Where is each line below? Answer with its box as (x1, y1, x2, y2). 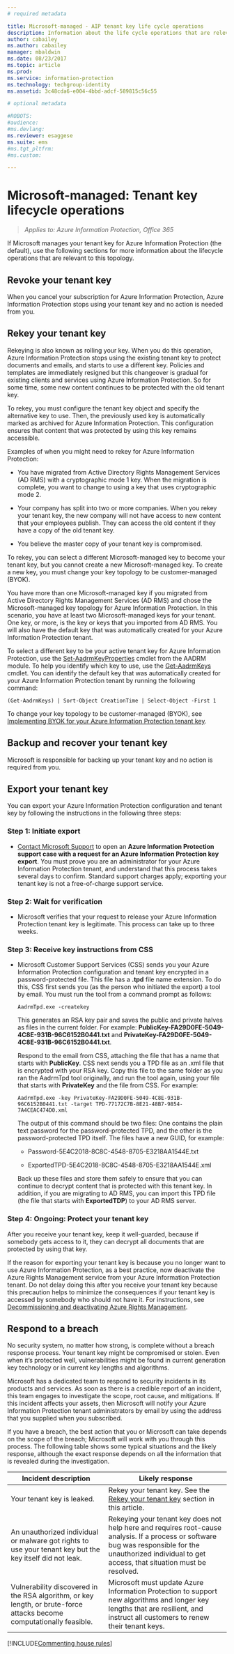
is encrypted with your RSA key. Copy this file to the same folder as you (17, 1066, 223, 1075)
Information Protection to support (108, 1586, 217, 1596)
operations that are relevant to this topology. (7, 254, 134, 262)
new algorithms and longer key (108, 1595, 210, 1605)
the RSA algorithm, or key (10, 1591, 94, 1600)
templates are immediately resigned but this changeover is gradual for (7, 368, 209, 376)
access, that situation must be (108, 1558, 207, 1568)
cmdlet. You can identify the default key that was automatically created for (7, 668, 221, 677)
